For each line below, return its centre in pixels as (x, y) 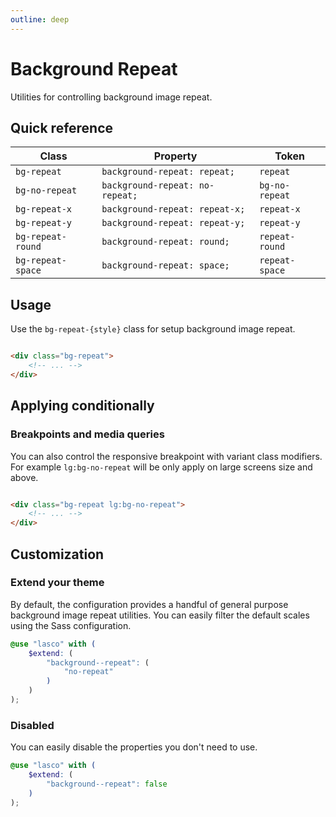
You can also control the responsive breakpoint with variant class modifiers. (166, 456)
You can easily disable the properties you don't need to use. (134, 747)
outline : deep (40, 19)
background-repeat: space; (165, 265)
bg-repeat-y (44, 223)
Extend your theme (57, 583)
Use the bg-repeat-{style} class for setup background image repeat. (153, 329)
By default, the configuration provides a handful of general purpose (149, 604)
